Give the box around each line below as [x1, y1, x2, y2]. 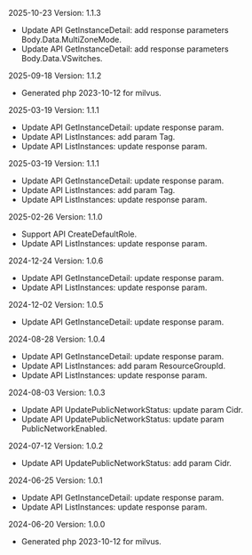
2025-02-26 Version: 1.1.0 [8, 212, 103, 221]
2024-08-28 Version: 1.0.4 [8, 334, 106, 344]
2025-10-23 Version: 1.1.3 [8, 8, 101, 18]
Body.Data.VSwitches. [20, 53, 103, 63]
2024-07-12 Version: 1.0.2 [8, 440, 104, 451]
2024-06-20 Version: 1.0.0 [8, 519, 106, 529]
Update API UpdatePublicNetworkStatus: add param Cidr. [20, 458, 232, 468]
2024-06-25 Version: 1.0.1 [8, 475, 103, 486]
